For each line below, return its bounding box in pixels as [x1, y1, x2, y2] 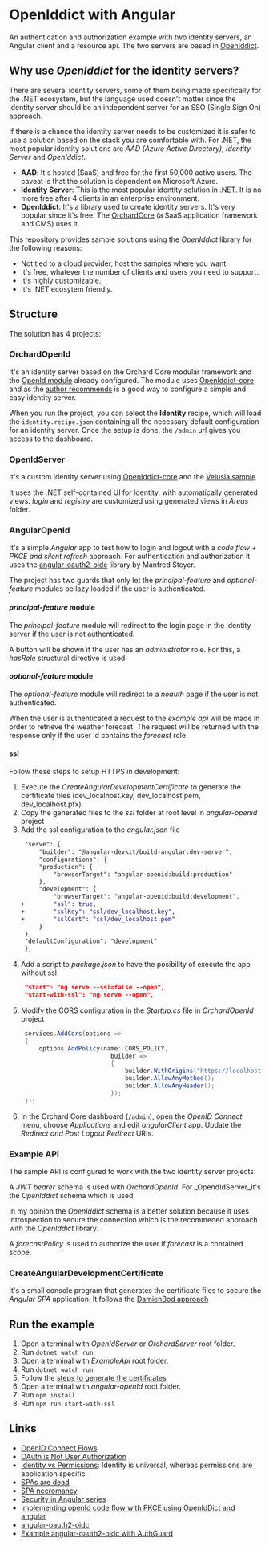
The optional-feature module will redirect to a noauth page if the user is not [9, 689, 259, 699]
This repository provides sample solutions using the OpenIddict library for [9, 235, 252, 244]
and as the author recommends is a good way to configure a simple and [9, 384, 247, 394]
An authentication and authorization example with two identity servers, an [9, 32, 253, 42]
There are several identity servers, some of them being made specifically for [9, 85, 262, 95]
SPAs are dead [20, 1477, 70, 1487]
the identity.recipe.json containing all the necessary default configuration [9, 416, 259, 426]
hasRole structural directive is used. [9, 653, 127, 663]
